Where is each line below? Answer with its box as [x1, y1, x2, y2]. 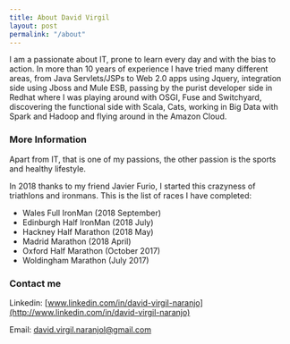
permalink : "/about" [9, 29, 87, 38]
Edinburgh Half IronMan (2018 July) [21, 216, 154, 228]
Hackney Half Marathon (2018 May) [21, 226, 154, 237]
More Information [9, 133, 87, 146]
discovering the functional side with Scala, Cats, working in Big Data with [9, 102, 279, 113]
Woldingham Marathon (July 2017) [21, 255, 149, 265]
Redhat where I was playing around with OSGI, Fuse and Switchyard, [9, 92, 262, 103]
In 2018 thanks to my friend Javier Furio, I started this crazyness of [9, 180, 256, 191]
